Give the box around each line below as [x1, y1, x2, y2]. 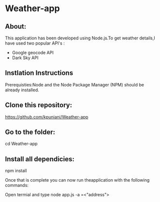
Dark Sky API [12, 55, 39, 61]
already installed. [5, 87, 40, 93]
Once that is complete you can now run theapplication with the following [5, 177, 150, 183]
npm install [5, 168, 27, 174]
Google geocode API [12, 50, 54, 55]
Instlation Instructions [5, 69, 74, 77]
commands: [5, 183, 29, 188]
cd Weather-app [5, 141, 38, 147]
